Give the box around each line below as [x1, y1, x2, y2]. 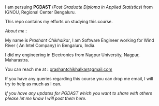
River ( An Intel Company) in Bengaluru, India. [5, 43, 96, 48]
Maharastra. [5, 57, 29, 62]
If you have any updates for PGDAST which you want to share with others [5, 91, 152, 96]
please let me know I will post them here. [5, 95, 87, 101]
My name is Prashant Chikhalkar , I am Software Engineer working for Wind [5, 37, 155, 43]
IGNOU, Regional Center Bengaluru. [5, 9, 76, 15]
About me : [5, 28, 27, 33]
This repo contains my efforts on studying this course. [5, 19, 113, 24]
